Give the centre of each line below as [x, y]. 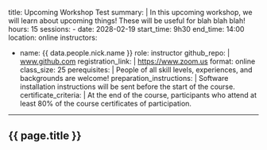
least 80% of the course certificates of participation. [106, 104]
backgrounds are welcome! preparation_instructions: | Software [124, 78]
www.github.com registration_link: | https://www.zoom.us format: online [137, 61]
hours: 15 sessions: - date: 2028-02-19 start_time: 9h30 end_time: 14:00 [126, 29]
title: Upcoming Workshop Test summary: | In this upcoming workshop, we [130, 12]
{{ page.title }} [45, 136]
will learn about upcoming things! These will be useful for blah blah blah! [127, 21]
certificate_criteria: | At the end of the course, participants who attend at [138, 95]
